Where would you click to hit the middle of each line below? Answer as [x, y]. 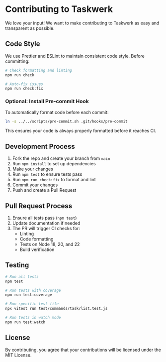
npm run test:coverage [29, 295]
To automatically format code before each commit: [57, 112]
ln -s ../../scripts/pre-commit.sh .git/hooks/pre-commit [66, 121]
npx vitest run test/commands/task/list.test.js [56, 309]
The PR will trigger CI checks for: [46, 229]
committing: [17, 61]
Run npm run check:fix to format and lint [54, 180]
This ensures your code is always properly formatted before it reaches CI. [81, 131]
